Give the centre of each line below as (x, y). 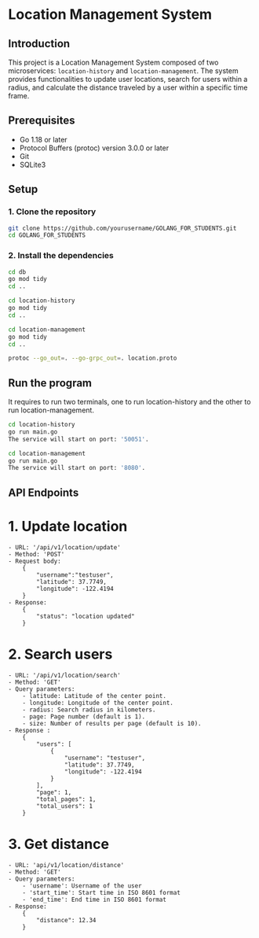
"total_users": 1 (64, 806)
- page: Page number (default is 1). (84, 716)
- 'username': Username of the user (82, 886)
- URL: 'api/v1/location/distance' (66, 865)
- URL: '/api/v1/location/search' (65, 675)
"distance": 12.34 (66, 920)
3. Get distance (59, 844)
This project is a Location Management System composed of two (113, 62)
